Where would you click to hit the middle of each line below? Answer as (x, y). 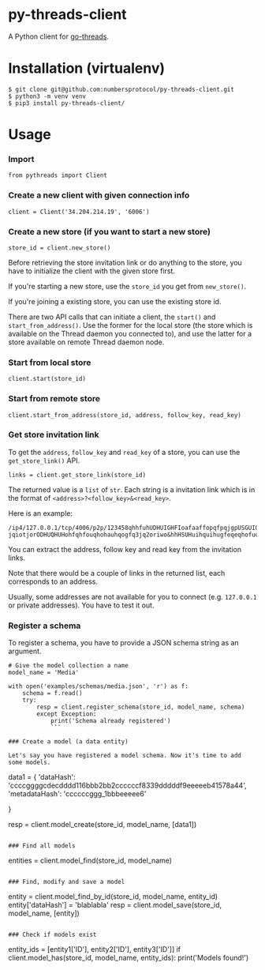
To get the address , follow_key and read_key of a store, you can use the (124, 452)
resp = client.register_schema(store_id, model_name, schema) (141, 707)
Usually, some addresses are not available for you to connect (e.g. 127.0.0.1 (132, 596)
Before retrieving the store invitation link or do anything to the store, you (125, 262)
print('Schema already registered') (110, 721)
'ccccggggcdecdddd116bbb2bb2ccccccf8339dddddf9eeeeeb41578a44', (127, 786)
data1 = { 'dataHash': (42, 777)
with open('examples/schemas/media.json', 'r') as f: (99, 686)
